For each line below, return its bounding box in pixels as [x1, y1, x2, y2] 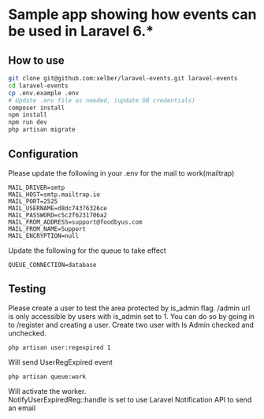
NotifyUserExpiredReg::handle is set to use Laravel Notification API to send [8, 395, 252, 404]
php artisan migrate [8, 126, 76, 134]
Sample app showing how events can [8, 6, 257, 24]
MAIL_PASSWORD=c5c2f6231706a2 [8, 211, 108, 219]
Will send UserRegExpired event [8, 357, 113, 367]
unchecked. [8, 328, 47, 338]
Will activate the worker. [8, 386, 87, 395]
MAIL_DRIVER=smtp [8, 184, 65, 191]
